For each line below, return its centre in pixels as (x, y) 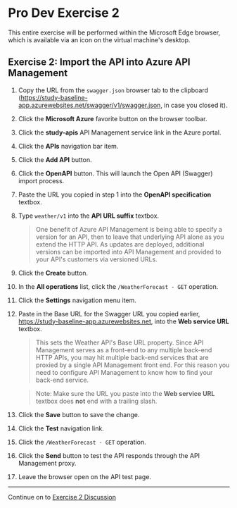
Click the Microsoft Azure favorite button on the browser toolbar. (113, 118)
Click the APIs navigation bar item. (68, 146)
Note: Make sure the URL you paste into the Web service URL (125, 393)
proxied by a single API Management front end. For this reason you (133, 365)
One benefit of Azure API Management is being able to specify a (129, 229)
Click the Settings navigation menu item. (77, 300)
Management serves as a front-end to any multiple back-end (124, 349)
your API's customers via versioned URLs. (96, 259)
